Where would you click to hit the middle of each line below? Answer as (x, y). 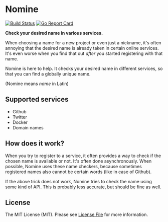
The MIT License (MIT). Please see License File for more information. (76, 214)
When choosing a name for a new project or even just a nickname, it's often (83, 43)
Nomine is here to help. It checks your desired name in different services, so (84, 68)
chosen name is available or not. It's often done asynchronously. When (78, 161)
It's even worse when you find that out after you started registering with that (84, 53)
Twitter (20, 117)
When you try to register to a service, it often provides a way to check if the (83, 156)
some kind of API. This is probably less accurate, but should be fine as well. (83, 187)
